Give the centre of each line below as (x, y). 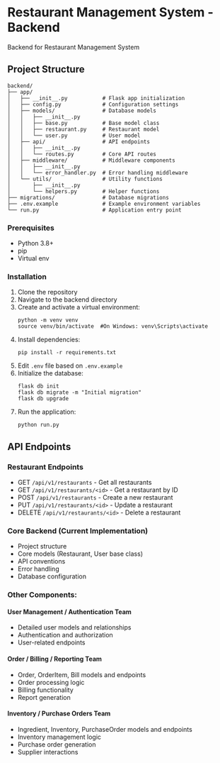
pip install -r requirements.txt (67, 353)
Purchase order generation (57, 744)
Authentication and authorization (65, 635)
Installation (27, 276)
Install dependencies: (49, 340)
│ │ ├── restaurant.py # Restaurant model (83, 129)
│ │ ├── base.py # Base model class (83, 123)
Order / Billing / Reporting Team (55, 659)
